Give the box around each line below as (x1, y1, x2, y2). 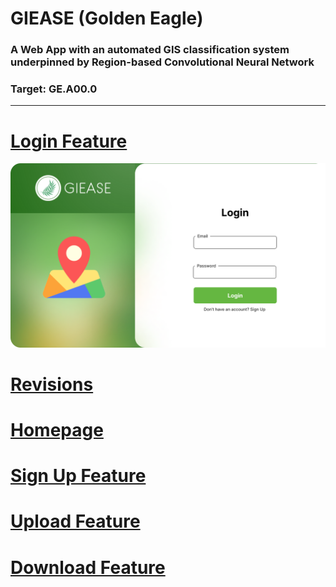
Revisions (10, 373, 94, 396)
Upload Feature (10, 510, 141, 533)
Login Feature (10, 130, 128, 152)
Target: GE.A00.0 (10, 82, 98, 96)
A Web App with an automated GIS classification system (10, 43, 290, 57)
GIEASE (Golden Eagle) (10, 7, 204, 30)
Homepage (10, 419, 104, 442)
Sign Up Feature (10, 465, 147, 487)
